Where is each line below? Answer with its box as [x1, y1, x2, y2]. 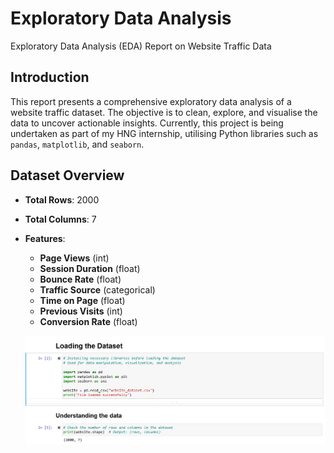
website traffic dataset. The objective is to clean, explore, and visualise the [10, 106, 318, 118]
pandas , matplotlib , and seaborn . [10, 138, 145, 150]
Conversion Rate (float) [39, 315, 138, 327]
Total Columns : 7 [24, 213, 97, 225]
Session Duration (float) [39, 262, 141, 274]
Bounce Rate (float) [39, 273, 122, 285]
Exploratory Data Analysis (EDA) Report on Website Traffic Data [10, 40, 272, 52]
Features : [24, 232, 66, 244]
